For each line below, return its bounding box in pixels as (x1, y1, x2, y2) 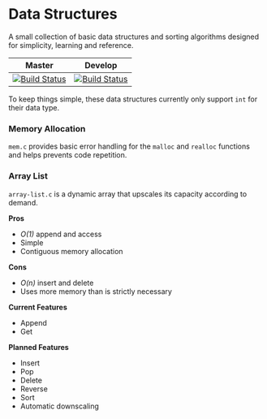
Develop (84, 59, 118, 71)
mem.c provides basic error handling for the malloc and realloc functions (8, 141, 250, 151)
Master (25, 59, 54, 71)
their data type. (8, 102, 59, 112)
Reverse (19, 383, 49, 394)
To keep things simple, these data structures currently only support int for (8, 94, 258, 104)
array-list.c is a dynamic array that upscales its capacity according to (8, 188, 248, 199)
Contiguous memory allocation (19, 246, 123, 256)
